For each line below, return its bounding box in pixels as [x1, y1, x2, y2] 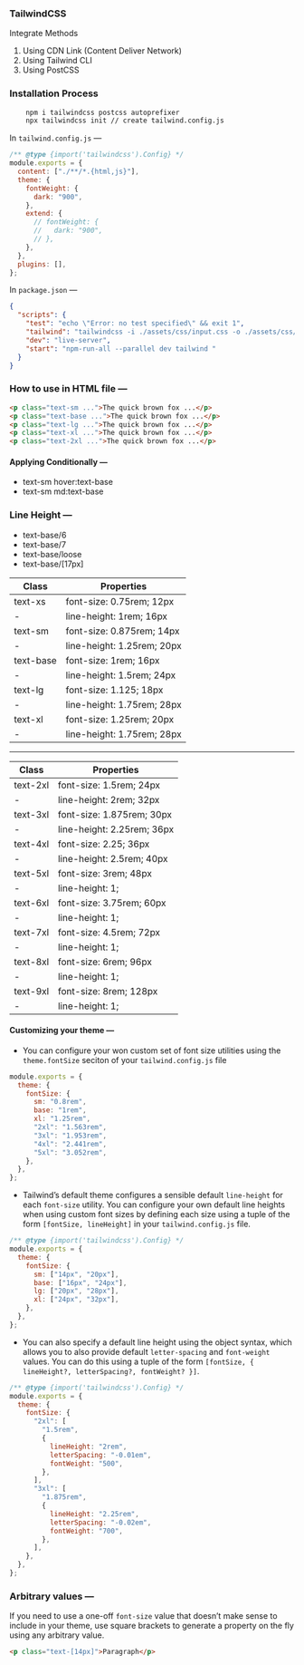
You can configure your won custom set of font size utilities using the [22, 1045, 281, 1056]
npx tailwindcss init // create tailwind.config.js [25, 116, 224, 125]
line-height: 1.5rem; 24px [65, 669, 176, 682]
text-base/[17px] [22, 558, 84, 569]
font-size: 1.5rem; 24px [57, 779, 161, 791]
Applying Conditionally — [9, 456, 109, 467]
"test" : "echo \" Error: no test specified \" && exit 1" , [25, 319, 245, 328]
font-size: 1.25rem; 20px [65, 712, 175, 725]
